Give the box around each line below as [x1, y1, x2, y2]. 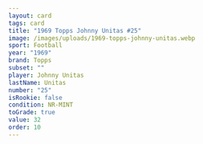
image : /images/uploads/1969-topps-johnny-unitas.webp [8, 34, 196, 42]
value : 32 [8, 116, 42, 124]
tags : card [8, 19, 45, 27]
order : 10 [8, 123, 42, 131]
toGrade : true [8, 109, 56, 117]
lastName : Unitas [8, 78, 67, 86]
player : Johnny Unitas [8, 71, 84, 79]
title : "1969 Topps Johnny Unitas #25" [8, 26, 142, 34]
